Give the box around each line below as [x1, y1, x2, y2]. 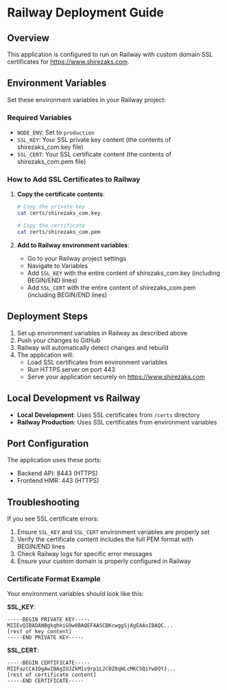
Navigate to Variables [27, 261, 88, 270]
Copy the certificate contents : [16, 190, 105, 198]
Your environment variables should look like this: [7, 590, 144, 598]
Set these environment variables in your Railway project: [7, 95, 167, 104]
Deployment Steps [7, 311, 88, 322]
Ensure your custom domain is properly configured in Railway [16, 557, 191, 565]
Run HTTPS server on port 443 [27, 365, 115, 373]
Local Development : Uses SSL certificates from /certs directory [16, 410, 200, 419]
